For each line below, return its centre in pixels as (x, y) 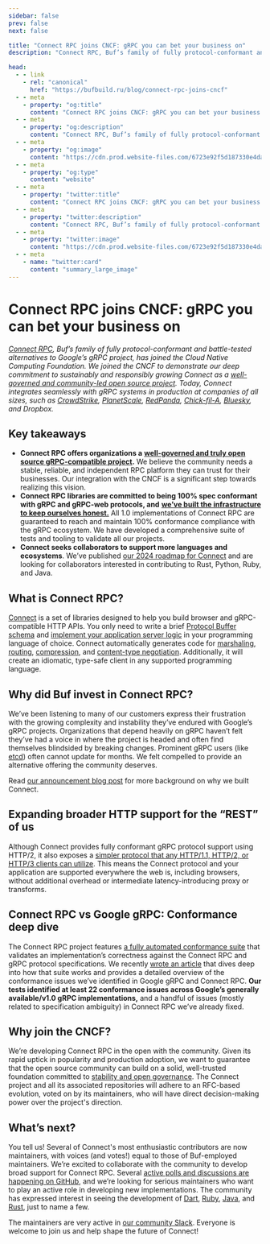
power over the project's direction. (65, 1102)
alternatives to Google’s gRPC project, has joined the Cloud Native (119, 357)
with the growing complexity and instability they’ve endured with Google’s (131, 722)
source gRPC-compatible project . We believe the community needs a (136, 462)
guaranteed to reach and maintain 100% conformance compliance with (137, 522)
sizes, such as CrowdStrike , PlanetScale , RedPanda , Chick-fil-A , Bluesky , (130, 400)
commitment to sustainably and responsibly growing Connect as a (119, 374)
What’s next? (42, 1128)
